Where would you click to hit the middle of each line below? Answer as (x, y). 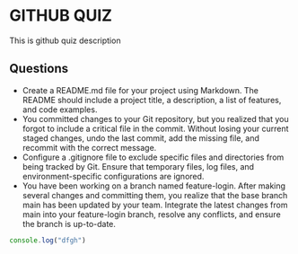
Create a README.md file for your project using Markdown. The (140, 90)
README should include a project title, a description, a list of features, (152, 100)
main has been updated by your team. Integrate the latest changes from (155, 205)
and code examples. (60, 109)
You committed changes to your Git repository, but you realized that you (155, 118)
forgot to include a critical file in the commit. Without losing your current (155, 128)
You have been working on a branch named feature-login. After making (153, 186)
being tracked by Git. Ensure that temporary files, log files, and (138, 166)
